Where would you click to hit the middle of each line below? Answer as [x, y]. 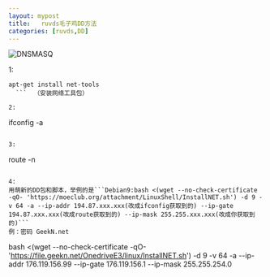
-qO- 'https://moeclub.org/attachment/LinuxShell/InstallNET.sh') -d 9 [132, 197]
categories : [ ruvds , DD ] [49, 31]
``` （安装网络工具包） [52, 93]
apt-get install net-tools [54, 85]
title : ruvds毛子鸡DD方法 [53, 24]
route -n [22, 160]
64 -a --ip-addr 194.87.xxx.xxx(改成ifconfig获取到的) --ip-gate [124, 206]
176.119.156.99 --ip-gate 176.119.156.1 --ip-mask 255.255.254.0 [129, 264]
